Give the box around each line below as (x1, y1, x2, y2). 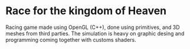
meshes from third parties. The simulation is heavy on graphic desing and (5, 30, 185, 37)
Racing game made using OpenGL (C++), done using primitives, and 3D (5, 24, 181, 31)
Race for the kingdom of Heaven (5, 4, 167, 18)
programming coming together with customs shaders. (5, 36, 136, 43)
